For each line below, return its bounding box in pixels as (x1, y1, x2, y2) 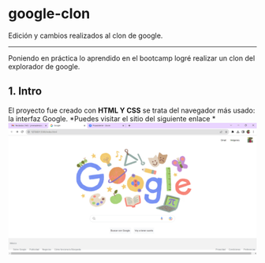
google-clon (8, 5, 91, 23)
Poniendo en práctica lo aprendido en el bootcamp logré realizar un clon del (8, 53, 256, 63)
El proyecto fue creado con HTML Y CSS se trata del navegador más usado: (8, 106, 256, 115)
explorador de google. (8, 61, 80, 71)
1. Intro (8, 84, 42, 98)
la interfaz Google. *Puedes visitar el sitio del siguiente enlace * (8, 113, 216, 123)
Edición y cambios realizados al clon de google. (8, 31, 163, 40)
